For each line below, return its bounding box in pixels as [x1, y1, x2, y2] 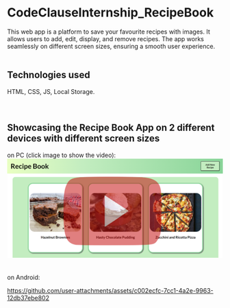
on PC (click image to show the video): [7, 151, 116, 159]
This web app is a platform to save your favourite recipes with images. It [7, 27, 210, 36]
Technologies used [7, 69, 90, 81]
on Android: [7, 273, 40, 282]
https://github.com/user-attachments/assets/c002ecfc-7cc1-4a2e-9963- [7, 287, 214, 295]
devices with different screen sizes [7, 132, 160, 145]
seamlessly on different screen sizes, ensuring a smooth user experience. [7, 42, 216, 50]
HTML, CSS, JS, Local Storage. [7, 87, 95, 95]
